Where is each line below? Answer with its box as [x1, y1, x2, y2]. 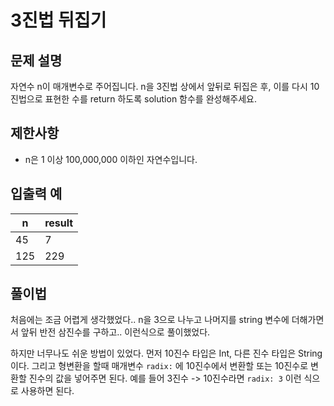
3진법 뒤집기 [10, 9, 107, 32]
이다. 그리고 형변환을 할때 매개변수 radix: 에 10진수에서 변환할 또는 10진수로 [10, 360, 309, 372]
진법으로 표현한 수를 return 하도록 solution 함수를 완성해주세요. [10, 93, 257, 105]
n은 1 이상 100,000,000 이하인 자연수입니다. [24, 153, 198, 165]
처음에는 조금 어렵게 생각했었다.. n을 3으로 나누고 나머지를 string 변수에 [10, 314, 290, 326]
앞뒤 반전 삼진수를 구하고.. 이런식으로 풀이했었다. [20, 326, 211, 338]
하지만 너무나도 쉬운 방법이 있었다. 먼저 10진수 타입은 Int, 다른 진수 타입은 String [10, 347, 323, 360]
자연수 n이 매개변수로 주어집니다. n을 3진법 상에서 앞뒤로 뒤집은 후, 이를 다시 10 [10, 81, 320, 92]
